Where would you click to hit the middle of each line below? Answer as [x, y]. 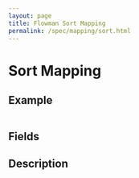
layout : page [30, 16]
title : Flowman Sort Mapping [57, 23]
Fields [24, 137]
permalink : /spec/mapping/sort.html [69, 31]
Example [31, 100]
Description [38, 164]
